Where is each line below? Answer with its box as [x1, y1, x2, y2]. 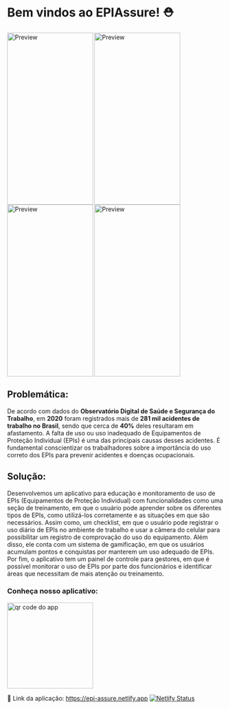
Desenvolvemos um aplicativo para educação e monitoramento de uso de [7, 489, 216, 497]
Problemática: [7, 389, 69, 400]
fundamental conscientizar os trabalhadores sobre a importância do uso [7, 444, 211, 452]
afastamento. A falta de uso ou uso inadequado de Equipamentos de [7, 428, 201, 437]
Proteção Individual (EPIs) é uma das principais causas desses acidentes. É [7, 436, 221, 444]
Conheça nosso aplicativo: [7, 587, 98, 596]
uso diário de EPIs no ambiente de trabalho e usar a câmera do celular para [7, 525, 220, 534]
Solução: [7, 471, 47, 483]
